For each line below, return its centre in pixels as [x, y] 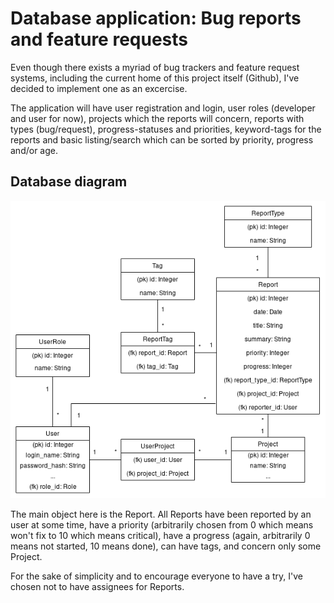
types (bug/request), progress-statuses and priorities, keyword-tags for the [166, 129]
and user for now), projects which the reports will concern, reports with [157, 118]
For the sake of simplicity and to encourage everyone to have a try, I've [156, 576]
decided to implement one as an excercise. [99, 88]
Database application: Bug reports [156, 18]
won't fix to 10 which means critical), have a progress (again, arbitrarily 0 [160, 536]
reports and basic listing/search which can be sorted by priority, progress [162, 139]
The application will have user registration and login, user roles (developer [163, 108]
